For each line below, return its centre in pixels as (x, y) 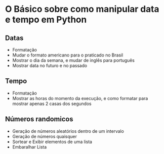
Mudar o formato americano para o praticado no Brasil (68, 55)
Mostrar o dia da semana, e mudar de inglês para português (73, 60)
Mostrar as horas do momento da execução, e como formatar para (80, 98)
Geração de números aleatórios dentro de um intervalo (68, 131)
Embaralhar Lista (29, 147)
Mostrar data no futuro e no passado (50, 66)
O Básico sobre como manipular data (82, 9)
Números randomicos (39, 119)
